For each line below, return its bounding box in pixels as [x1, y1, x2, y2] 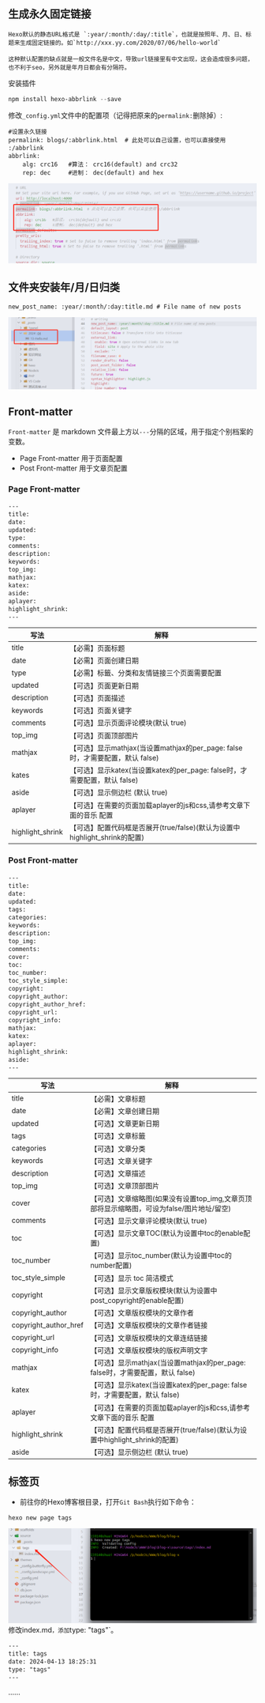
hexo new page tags [8, 1514, 73, 1522]
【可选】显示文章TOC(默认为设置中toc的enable [90, 1229, 244, 1238]
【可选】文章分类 [90, 1143, 146, 1153]
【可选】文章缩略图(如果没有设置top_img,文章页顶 [90, 1193, 252, 1203]
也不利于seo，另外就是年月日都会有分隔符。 [8, 63, 131, 71]
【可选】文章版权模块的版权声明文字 [90, 1345, 208, 1354]
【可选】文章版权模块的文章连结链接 [90, 1333, 208, 1342]
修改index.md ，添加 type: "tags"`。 [8, 1625, 118, 1634]
